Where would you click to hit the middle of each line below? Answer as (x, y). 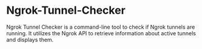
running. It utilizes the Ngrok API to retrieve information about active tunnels (101, 33)
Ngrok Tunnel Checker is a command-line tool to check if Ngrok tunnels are (101, 27)
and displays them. (30, 39)
